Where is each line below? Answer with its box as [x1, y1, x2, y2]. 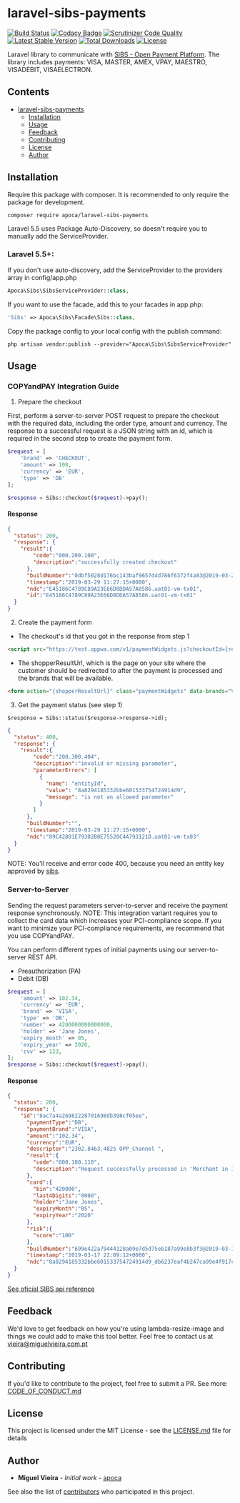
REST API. [28, 952, 58, 962]
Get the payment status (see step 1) [17, 700, 123, 709]
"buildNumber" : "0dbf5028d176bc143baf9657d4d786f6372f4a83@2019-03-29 [26, 571, 238, 579]
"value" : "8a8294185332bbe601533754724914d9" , [45, 787, 187, 794]
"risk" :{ [26, 1225, 53, 1232]
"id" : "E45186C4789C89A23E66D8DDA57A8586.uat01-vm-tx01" [26, 591, 196, 599]
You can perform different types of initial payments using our [7, 945, 187, 954]
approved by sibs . [7, 867, 61, 876]
